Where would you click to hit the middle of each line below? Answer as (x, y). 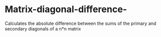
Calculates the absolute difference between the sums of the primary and (80, 23)
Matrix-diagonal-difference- (66, 9)
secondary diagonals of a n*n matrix (43, 28)
